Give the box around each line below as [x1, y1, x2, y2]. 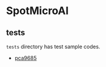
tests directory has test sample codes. [6, 43, 101, 50]
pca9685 [14, 55, 37, 61]
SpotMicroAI [6, 4, 69, 18]
